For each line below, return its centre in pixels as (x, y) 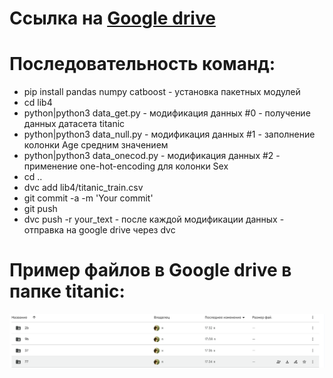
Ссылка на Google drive (112, 18)
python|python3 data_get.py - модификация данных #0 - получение (167, 113)
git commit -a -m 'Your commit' (88, 198)
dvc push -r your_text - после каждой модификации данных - (154, 219)
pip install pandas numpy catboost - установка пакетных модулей (162, 92)
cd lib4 (38, 103)
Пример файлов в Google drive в (150, 270)
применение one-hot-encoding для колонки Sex (126, 166)
